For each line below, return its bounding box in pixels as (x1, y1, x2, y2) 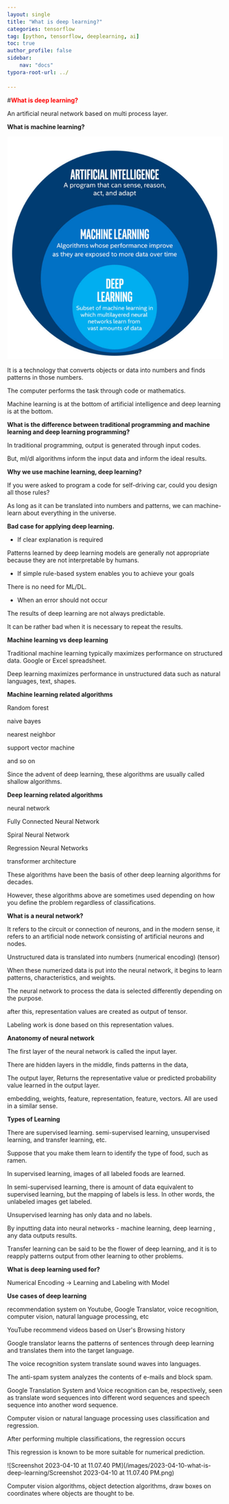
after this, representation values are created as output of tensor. (7, 1008, 188, 1016)
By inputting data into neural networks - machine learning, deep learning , (7, 1224, 216, 1232)
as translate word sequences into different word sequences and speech (7, 1393, 210, 1402)
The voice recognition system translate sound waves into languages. (7, 1360, 201, 1368)
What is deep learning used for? (7, 1265, 101, 1273)
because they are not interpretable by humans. (7, 556, 139, 564)
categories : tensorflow (7, 25, 75, 32)
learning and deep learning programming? (7, 428, 130, 436)
